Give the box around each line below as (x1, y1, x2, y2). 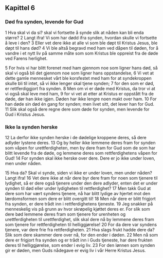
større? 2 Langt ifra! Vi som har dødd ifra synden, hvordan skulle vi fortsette (5, 35, 157, 40)
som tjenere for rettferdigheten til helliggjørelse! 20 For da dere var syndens (5, 221, 157, 227)
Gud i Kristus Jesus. (5, 111, 45, 117)
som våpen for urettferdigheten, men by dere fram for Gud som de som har (5, 145, 156, 150)
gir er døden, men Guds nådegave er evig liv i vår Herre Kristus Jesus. (5, 247, 146, 253)
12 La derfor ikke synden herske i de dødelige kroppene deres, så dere (5, 134, 147, 140)
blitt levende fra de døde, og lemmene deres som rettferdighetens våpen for (5, 150, 158, 156)
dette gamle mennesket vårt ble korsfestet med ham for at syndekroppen (5, 75, 152, 81)
